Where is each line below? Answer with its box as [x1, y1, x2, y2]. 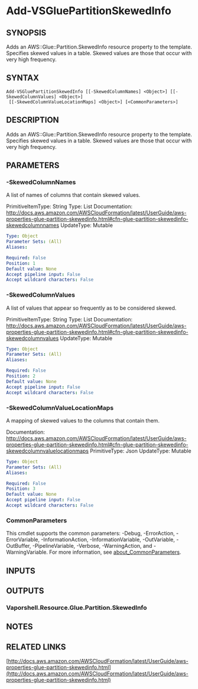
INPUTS [6, 565, 35, 576]
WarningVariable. [6, 548, 48, 556]
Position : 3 [6, 486, 35, 492]
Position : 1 [6, 260, 35, 266]
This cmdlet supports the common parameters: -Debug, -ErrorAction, [6, 530, 176, 537]
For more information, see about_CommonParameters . [49, 548, 181, 556]
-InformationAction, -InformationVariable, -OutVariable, [41, 536, 176, 543]
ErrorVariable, [6, 536, 40, 543]
